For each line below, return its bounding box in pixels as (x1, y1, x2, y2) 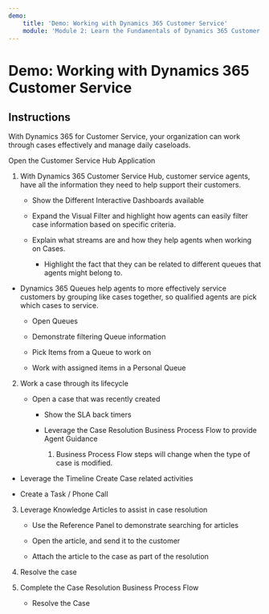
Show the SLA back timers (43, 410, 132, 419)
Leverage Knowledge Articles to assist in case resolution (19, 505, 208, 515)
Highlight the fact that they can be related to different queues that (43, 259, 262, 270)
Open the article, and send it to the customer (31, 536, 181, 546)
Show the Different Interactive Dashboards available (31, 196, 205, 205)
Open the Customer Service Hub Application (8, 156, 156, 166)
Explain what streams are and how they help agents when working (31, 235, 252, 245)
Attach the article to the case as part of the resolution (31, 552, 209, 562)
